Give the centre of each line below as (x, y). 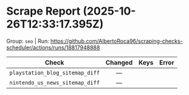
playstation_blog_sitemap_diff (55, 72)
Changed (119, 62)
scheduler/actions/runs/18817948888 (53, 47)
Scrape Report (43, 11)
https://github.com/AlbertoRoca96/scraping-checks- (117, 41)
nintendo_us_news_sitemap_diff (55, 83)
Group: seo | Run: (28, 41)
